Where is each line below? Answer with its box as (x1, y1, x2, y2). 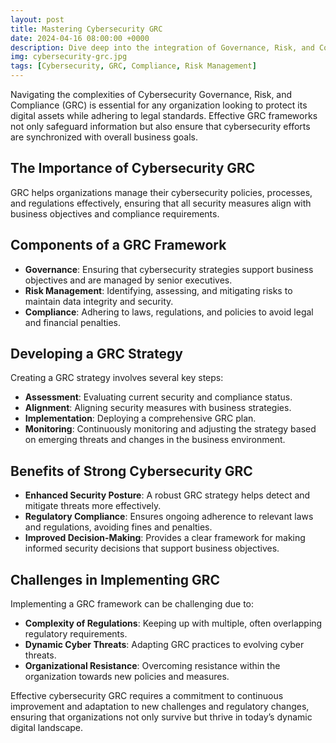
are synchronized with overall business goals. (10, 131, 199, 143)
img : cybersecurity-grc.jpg (10, 52, 128, 62)
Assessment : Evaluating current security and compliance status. (24, 391, 293, 403)
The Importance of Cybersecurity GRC (10, 160, 256, 177)
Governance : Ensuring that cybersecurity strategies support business (24, 263, 314, 275)
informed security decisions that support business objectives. (24, 542, 280, 555)
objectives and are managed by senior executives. (24, 274, 233, 286)
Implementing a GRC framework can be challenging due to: (10, 598, 255, 610)
